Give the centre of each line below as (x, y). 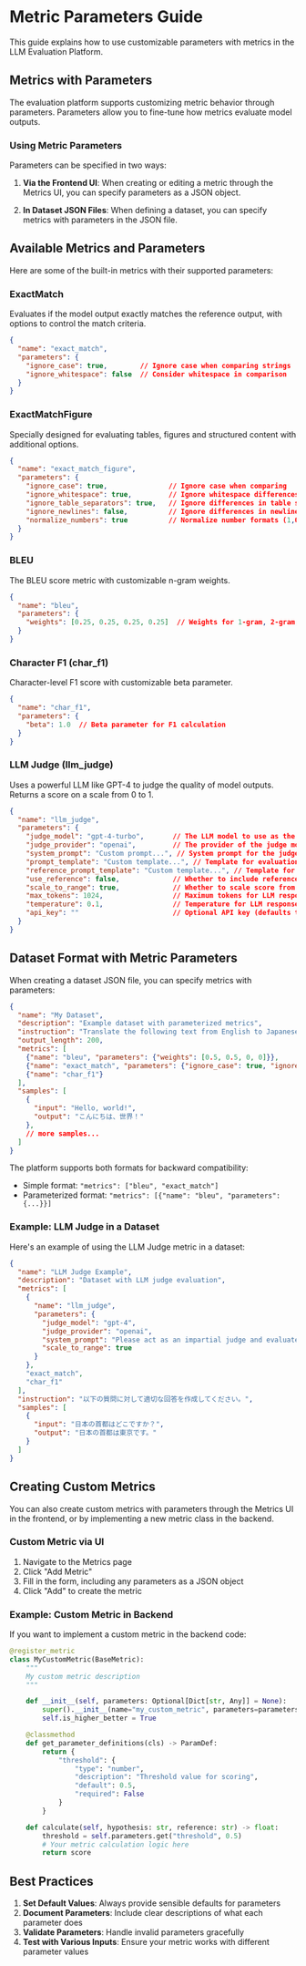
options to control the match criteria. (78, 324)
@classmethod (51, 1735)
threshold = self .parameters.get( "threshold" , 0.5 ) (143, 1836)
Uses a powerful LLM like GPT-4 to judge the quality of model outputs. (142, 785)
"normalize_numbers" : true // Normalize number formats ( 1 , (161, 520)
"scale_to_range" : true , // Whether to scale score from (161, 887)
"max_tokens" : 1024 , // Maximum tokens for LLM (150, 896)
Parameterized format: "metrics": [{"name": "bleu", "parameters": (151, 1195)
